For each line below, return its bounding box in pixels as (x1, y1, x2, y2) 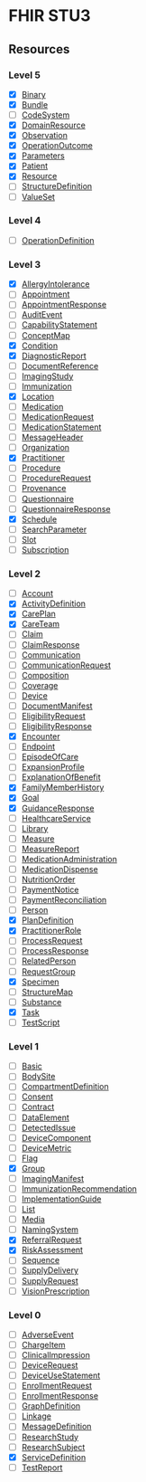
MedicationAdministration (21, 853, 118, 864)
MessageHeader (21, 432, 84, 443)
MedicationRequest (21, 412, 95, 423)
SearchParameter (21, 524, 87, 535)
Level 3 (8, 258, 41, 271)
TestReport (21, 1462, 63, 1473)
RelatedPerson (21, 955, 77, 966)
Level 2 (8, 567, 41, 580)
